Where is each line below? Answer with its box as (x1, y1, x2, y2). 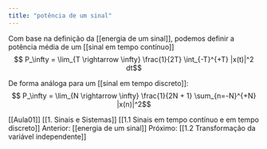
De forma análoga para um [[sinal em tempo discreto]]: (8, 78, 189, 88)
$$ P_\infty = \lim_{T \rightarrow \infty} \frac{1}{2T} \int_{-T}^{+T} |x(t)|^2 (14, 54, 254, 64)
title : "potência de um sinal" (8, 11, 112, 20)
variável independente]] (8, 131, 87, 141)
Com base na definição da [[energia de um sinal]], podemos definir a (8, 33, 235, 43)
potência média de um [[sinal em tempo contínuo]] (8, 41, 175, 52)
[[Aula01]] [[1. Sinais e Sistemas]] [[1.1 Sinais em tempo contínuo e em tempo (8, 115, 259, 124)
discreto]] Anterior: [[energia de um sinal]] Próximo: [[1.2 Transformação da (8, 123, 257, 132)
